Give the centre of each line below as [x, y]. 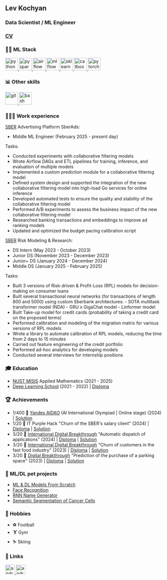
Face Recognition [30, 490]
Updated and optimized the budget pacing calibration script [74, 231]
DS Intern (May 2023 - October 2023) [52, 250]
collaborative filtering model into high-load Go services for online [80, 188]
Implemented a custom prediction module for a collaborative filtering [83, 172]
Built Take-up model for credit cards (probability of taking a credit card [86, 312]
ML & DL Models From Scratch [44, 485]
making [20, 291]
